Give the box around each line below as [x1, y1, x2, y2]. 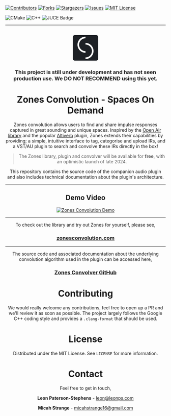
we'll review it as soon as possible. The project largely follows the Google [8, 310, 163, 316]
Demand [67, 105, 104, 116]
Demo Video [65, 193, 106, 202]
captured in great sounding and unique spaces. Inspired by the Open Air [10, 127, 161, 133]
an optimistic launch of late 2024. [56, 158, 127, 164]
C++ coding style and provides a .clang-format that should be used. [13, 315, 158, 322]
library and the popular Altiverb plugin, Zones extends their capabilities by [8, 132, 163, 138]
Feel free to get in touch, [60, 385, 111, 391]
